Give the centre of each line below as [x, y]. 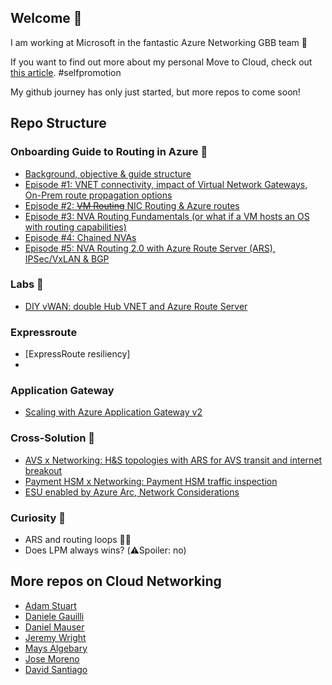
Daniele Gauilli [54, 616]
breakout [43, 470]
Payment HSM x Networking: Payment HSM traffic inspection [151, 481]
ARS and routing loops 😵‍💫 [78, 539]
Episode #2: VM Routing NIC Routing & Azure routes [132, 205]
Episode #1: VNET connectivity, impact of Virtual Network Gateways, [166, 184]
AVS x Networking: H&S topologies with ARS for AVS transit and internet [173, 460]
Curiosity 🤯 [38, 518]
